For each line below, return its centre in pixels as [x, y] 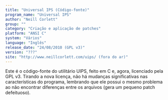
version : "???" [21, 52]
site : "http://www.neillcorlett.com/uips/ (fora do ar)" [67, 57]
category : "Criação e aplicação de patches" [53, 29]
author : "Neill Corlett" [31, 19]
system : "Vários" [24, 38]
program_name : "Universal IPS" [38, 15]
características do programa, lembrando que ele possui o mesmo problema [84, 82]
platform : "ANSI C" [26, 33]
